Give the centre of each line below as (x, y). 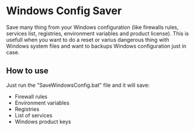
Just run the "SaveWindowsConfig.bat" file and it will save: (78, 85)
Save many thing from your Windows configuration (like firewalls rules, (92, 27)
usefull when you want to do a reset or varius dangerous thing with (88, 40)
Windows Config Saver (64, 11)
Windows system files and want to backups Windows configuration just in (96, 46)
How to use (27, 71)
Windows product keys (43, 122)
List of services (33, 115)
